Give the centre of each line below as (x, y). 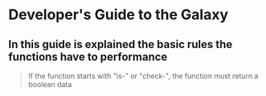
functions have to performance (88, 56)
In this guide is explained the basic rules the (121, 44)
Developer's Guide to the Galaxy (119, 15)
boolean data (50, 84)
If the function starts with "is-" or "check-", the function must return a (143, 76)
